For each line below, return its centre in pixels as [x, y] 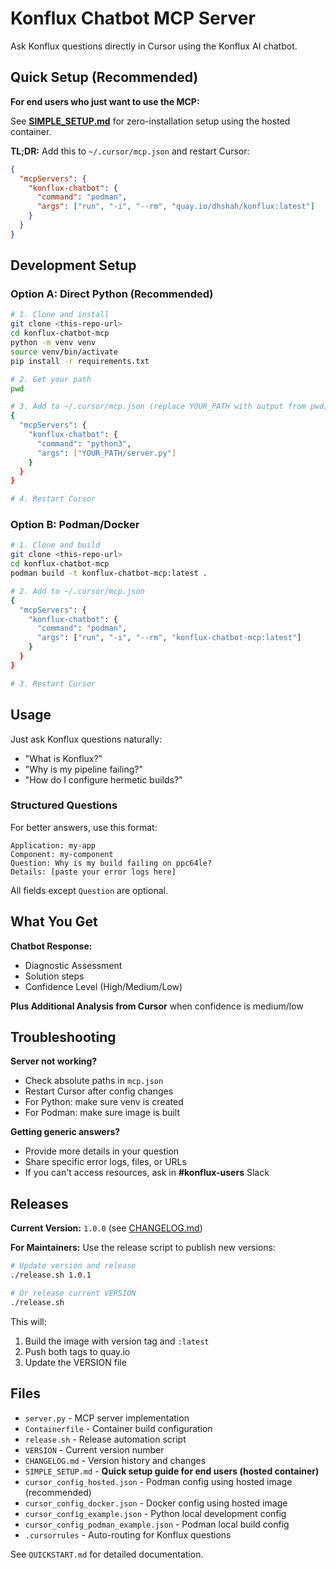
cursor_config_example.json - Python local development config [155, 1513]
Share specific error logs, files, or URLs [105, 1162]
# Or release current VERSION [73, 1293]
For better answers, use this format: [84, 827]
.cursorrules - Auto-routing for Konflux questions [128, 1534]
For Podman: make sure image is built [102, 1113]
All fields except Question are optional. [89, 890]
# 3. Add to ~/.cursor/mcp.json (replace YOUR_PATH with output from [158, 407]
